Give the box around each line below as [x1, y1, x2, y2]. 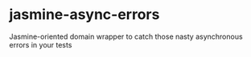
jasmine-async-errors [9, 6, 160, 24]
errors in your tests [9, 40, 72, 49]
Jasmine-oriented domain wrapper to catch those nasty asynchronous [9, 32, 244, 41]
